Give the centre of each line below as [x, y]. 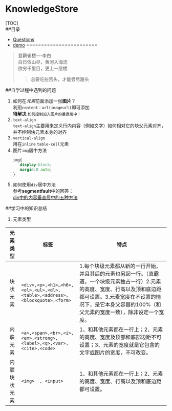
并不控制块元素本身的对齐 [40, 132]
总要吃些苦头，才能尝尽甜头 [60, 79]
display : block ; [36, 165]
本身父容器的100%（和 [133, 304]
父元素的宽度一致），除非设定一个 [119, 312]
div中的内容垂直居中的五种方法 [45, 197]
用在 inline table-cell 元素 [41, 143]
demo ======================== [55, 45]
